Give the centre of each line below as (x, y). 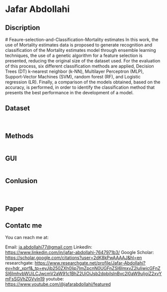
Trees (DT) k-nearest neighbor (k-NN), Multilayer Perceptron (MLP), (75, 71)
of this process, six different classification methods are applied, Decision (80, 66)
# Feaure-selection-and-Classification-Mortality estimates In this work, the (82, 39)
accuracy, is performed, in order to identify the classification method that (80, 87)
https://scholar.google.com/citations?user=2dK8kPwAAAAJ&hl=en (74, 258)
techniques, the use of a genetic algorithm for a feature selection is (74, 55)
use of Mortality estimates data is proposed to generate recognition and (79, 45)
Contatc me (24, 226)
